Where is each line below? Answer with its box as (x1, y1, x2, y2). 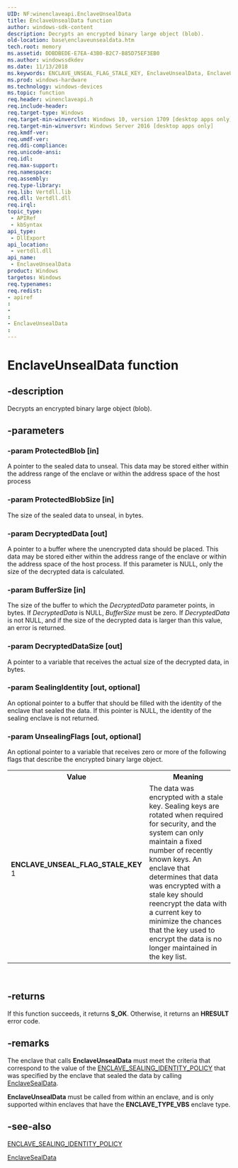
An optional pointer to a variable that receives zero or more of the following (7, 748, 227, 756)
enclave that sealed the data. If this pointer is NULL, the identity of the (7, 706, 212, 714)
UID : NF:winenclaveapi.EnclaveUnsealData (7, 10, 132, 18)
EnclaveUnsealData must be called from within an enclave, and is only (7, 1092, 214, 1101)
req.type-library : (7, 181, 62, 189)
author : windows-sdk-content (7, 23, 93, 30)
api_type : (7, 228, 37, 235)
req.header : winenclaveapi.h (7, 96, 93, 103)
